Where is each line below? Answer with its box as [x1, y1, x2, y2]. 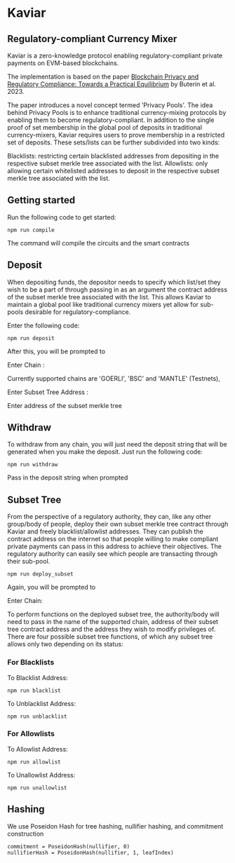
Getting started [7, 194, 76, 206]
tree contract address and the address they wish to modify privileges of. [7, 625, 216, 634]
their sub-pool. [7, 557, 51, 566]
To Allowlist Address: [7, 745, 68, 753]
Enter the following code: [7, 321, 80, 329]
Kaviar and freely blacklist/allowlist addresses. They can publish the [7, 527, 203, 536]
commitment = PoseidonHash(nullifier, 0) [7, 843, 130, 850]
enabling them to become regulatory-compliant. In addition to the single [7, 116, 215, 124]
